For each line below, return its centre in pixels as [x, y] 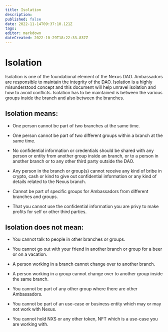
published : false [23, 19]
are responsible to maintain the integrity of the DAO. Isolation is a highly [79, 82]
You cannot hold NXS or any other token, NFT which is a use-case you [85, 319]
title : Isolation [23, 10]
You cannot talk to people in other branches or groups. [69, 239]
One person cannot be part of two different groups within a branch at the [87, 135]
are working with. [30, 324]
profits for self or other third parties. [49, 212]
